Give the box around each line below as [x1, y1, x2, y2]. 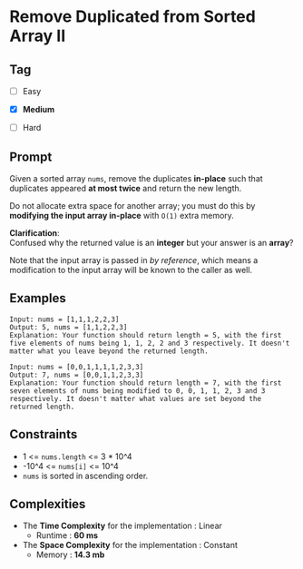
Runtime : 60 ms [35, 530, 98, 541]
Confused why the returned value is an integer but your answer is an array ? [9, 238, 294, 248]
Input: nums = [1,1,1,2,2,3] [9, 315, 120, 324]
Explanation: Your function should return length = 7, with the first [9, 378, 282, 388]
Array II [9, 25, 66, 46]
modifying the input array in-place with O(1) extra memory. [9, 211, 234, 221]
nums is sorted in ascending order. [22, 470, 149, 481]
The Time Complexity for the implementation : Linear [22, 520, 222, 532]
